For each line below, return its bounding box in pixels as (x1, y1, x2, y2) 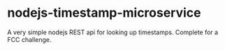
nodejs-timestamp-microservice (7, 5, 201, 21)
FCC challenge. (7, 35, 52, 43)
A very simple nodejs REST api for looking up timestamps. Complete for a (7, 28, 219, 36)
